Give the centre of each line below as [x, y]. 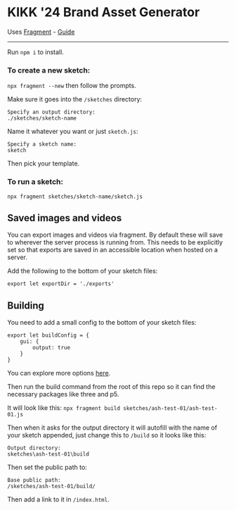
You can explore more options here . [59, 373]
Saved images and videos [65, 218]
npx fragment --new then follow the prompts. [72, 86]
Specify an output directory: [52, 112]
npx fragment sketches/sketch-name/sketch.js [75, 197]
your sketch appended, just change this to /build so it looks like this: [107, 435]
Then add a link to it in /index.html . [59, 499]
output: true [52, 348]
